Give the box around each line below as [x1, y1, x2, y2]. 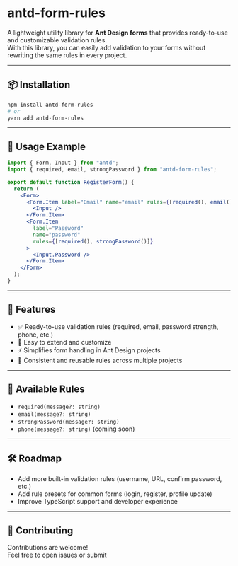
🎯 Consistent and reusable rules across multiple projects [17, 356, 183, 364]
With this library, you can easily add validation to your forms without [7, 43, 206, 52]
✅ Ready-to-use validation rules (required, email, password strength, [17, 322, 219, 330]
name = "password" [33, 231, 81, 238]
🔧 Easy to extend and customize [17, 337, 112, 346]
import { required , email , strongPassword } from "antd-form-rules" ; [7, 166, 217, 173]
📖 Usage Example [7, 140, 86, 153]
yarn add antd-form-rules [7, 115, 84, 122]
